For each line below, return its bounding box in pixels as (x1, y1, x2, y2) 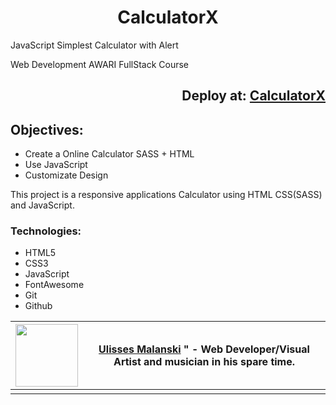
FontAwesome (24, 279, 85, 291)
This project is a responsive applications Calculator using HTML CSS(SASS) (10, 189, 323, 201)
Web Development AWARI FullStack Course (10, 58, 189, 70)
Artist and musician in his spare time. (113, 355, 296, 369)
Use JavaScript (24, 159, 88, 171)
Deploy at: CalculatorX (181, 87, 326, 105)
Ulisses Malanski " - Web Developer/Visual (98, 342, 310, 356)
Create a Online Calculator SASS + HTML (24, 148, 195, 160)
